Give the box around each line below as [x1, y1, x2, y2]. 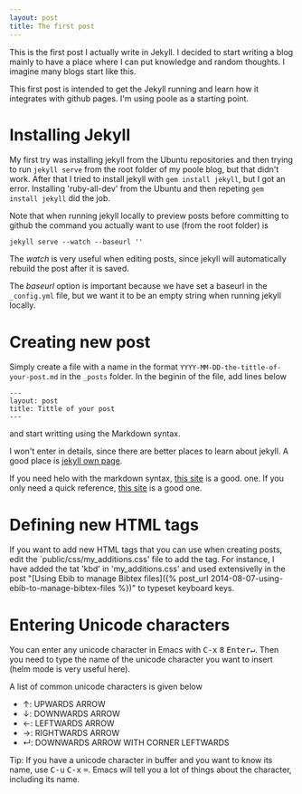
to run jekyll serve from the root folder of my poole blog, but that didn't [9, 164, 279, 175]
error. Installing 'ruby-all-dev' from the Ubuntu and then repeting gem [9, 183, 264, 195]
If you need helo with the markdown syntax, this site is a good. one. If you [9, 473, 285, 484]
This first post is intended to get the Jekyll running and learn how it [9, 83, 260, 94]
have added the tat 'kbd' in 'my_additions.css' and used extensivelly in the [9, 563, 287, 575]
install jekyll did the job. [9, 193, 110, 204]
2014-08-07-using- [210, 573, 283, 584]
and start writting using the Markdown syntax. [9, 428, 181, 439]
